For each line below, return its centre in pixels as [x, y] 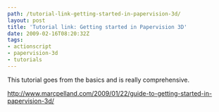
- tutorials [25, 60]
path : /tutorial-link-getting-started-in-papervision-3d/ [94, 14]
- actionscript [30, 46]
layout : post [26, 20]
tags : [15, 40]
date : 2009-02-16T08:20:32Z [49, 33]
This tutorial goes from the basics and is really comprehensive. [99, 80]
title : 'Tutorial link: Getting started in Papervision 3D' [98, 27]
